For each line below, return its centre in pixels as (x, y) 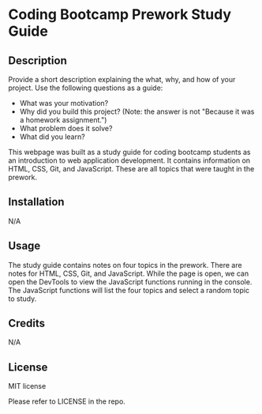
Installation (36, 202)
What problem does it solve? (66, 128)
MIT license (27, 386)
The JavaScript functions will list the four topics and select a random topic (129, 290)
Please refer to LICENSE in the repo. (67, 401)
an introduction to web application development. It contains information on (129, 160)
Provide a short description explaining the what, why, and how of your (122, 79)
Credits (27, 324)
